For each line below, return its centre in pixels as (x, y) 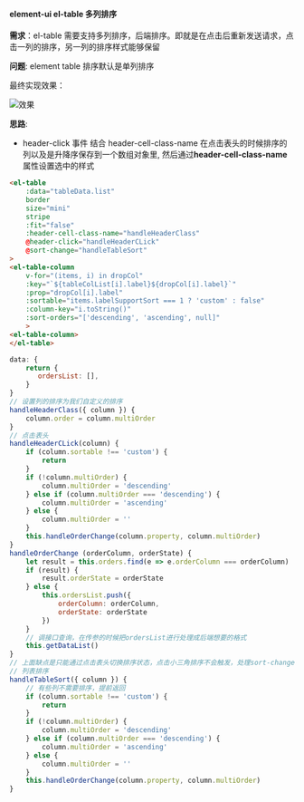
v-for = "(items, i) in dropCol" (85, 275)
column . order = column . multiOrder (90, 418)
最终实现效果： (37, 85)
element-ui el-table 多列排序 (63, 14)
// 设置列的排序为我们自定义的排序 (66, 402)
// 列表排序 (29, 672)
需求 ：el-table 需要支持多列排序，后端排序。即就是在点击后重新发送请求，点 (152, 35)
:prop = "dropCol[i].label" (75, 293)
